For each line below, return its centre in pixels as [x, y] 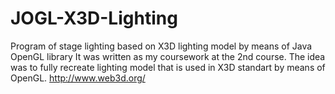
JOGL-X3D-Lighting [94, 18]
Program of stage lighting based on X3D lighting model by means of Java [161, 46]
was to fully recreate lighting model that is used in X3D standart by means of [168, 67]
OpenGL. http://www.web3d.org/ [78, 78]
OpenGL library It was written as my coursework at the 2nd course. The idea [168, 56]
